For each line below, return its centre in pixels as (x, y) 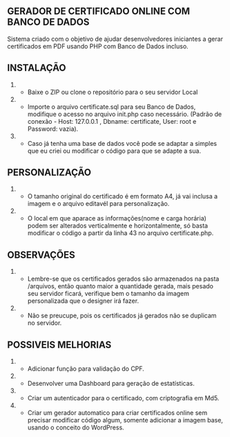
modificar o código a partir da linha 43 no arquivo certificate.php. (121, 233)
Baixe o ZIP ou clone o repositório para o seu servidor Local (113, 92)
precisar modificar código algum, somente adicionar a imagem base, (125, 420)
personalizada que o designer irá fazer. (83, 301)
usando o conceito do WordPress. (76, 427)
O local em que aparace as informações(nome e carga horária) (117, 218)
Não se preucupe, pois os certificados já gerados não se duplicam (122, 316)
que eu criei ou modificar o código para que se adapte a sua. (114, 151)
